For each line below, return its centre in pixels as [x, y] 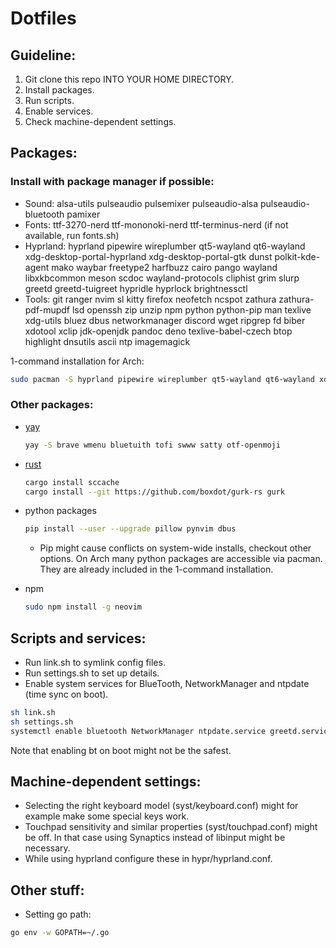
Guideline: [43, 55]
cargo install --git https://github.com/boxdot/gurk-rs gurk [155, 492]
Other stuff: [47, 890]
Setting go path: [58, 914]
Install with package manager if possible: [112, 182]
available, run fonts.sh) [72, 235]
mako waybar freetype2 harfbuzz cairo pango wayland [164, 267]
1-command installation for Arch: [77, 361]
